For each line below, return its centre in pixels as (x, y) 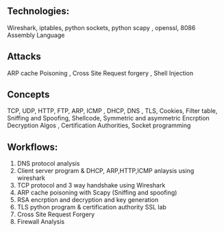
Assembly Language (36, 35)
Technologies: (38, 11)
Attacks (24, 56)
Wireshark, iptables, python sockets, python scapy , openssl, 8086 (101, 27)
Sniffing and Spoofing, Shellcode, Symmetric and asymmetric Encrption (109, 118)
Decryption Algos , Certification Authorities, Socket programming (99, 125)
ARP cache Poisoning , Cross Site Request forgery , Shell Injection (100, 73)
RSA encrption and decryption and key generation (88, 200)
